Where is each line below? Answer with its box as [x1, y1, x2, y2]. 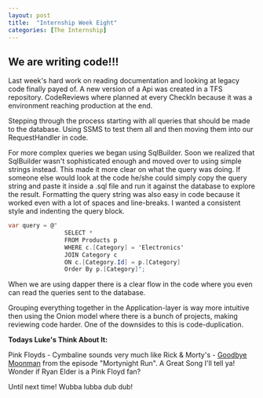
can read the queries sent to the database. [8, 288, 146, 298]
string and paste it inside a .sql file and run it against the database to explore [8, 181, 255, 191]
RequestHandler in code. [8, 133, 89, 142]
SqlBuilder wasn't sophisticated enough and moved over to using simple [8, 156, 242, 166]
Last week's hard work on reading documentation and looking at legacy [8, 76, 240, 86]
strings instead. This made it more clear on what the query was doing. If [8, 165, 241, 174]
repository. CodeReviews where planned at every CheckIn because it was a [8, 93, 253, 102]
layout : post [8, 11, 51, 20]
